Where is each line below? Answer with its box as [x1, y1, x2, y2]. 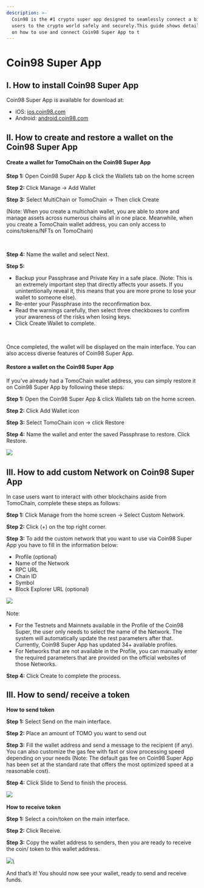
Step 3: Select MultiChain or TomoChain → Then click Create [6, 195, 159, 203]
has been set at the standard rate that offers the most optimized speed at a [6, 761, 194, 768]
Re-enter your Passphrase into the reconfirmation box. [15, 300, 152, 307]
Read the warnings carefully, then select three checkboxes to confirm [15, 306, 189, 313]
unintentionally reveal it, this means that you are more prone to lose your [15, 287, 196, 295]
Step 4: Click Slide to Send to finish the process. [6, 779, 128, 786]
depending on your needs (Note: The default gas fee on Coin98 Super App [6, 754, 194, 761]
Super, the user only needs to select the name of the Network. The [15, 628, 182, 635]
